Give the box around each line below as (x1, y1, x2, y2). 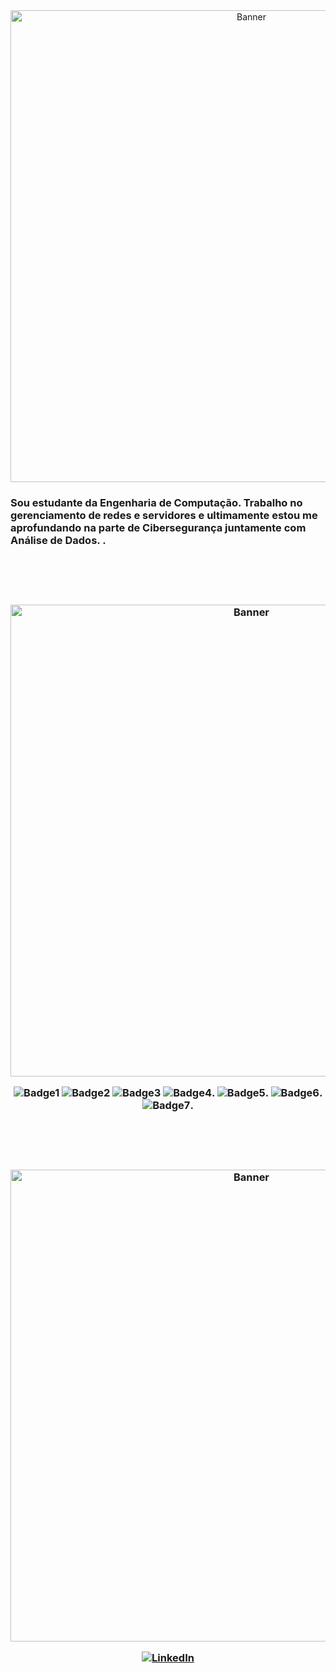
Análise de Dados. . (10, 533, 107, 547)
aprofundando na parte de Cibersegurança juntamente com (10, 520, 307, 534)
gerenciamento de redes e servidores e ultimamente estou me (10, 508, 318, 522)
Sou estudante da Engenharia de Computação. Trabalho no (10, 495, 303, 509)
